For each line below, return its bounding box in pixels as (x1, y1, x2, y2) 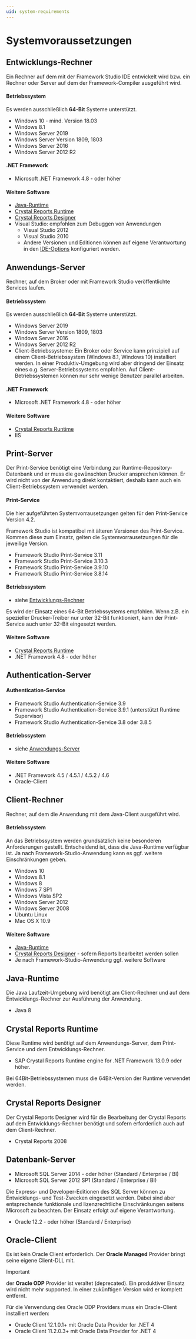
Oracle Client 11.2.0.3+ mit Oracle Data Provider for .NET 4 (14, 1328, 157, 1335)
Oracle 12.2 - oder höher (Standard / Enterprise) (14, 1218, 131, 1225)
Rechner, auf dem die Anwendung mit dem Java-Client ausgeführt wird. (6, 810, 181, 818)
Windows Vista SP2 (14, 892, 63, 899)
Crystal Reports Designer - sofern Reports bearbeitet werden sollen (14, 950, 179, 957)
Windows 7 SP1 (14, 886, 52, 893)
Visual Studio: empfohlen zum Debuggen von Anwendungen (14, 220, 161, 227)
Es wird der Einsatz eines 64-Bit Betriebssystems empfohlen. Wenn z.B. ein (6, 607, 190, 615)
